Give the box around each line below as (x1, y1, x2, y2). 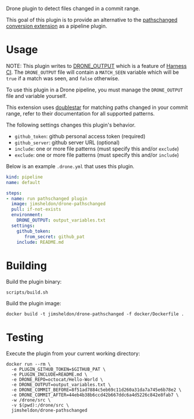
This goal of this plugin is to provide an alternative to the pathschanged (6, 16, 178, 23)
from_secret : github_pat (24, 234, 85, 240)
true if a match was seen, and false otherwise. (6, 74, 120, 81)
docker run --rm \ (6, 362, 51, 367)
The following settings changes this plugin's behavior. (6, 121, 136, 128)
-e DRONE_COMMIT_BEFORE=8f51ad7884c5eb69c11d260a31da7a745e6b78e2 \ (11, 387, 182, 393)
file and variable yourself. (6, 92, 67, 99)
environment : (11, 212, 43, 218)
